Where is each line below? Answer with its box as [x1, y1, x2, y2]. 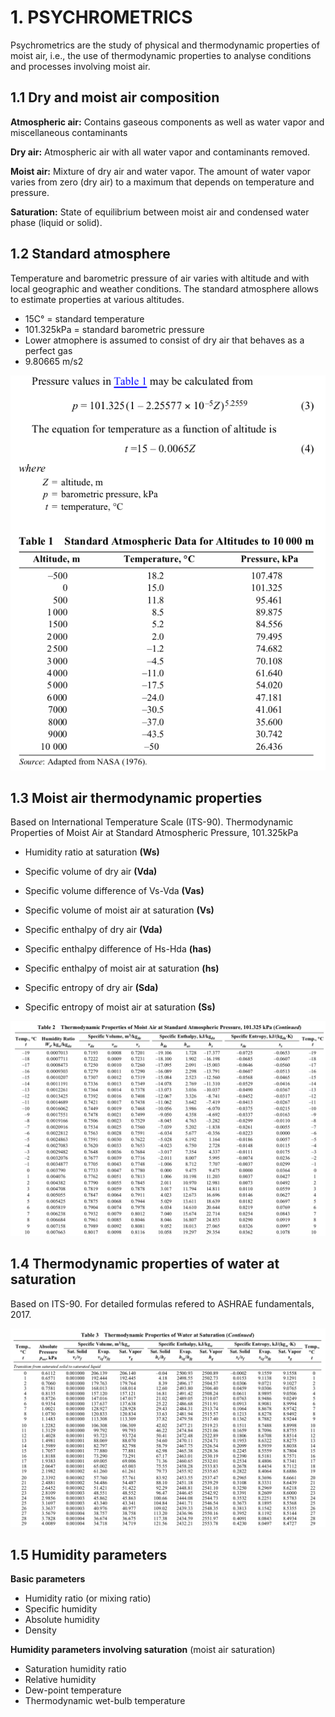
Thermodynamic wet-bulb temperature [24, 1695, 186, 1707]
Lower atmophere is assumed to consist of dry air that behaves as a [24, 334, 305, 346]
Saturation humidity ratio [24, 1663, 127, 1675]
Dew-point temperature [24, 1684, 122, 1696]
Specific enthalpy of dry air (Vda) [24, 924, 163, 936]
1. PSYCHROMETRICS [10, 6, 193, 29]
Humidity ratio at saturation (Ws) [24, 846, 160, 858]
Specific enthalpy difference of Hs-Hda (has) [24, 943, 212, 955]
